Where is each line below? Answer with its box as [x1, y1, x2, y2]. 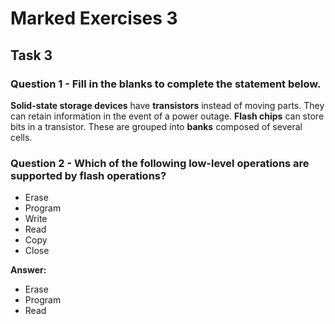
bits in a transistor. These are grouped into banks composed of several [10, 120, 303, 132]
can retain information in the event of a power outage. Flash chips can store [10, 110, 325, 122]
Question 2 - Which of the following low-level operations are [10, 156, 310, 170]
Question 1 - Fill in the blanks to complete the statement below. [10, 77, 322, 91]
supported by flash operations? [10, 168, 167, 182]
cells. [10, 131, 33, 143]
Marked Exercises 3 [10, 7, 178, 30]
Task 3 [10, 47, 53, 64]
